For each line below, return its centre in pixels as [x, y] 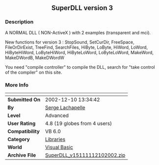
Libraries [55, 139]
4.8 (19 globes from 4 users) [79, 123]
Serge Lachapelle [65, 107]
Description [19, 22]
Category [19, 139]
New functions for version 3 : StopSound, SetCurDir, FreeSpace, [70, 42]
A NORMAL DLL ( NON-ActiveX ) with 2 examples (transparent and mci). [78, 32]
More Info [17, 85]
